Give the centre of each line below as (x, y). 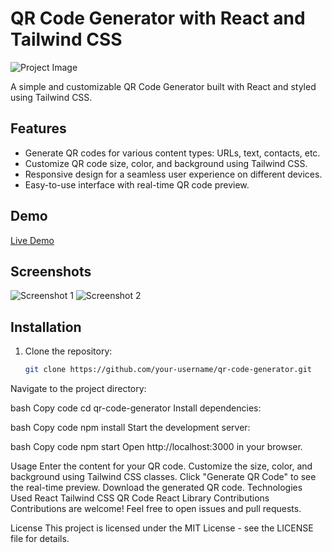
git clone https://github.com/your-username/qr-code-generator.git (168, 370)
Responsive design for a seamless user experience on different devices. (173, 174)
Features (38, 128)
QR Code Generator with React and (158, 18)
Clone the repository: (68, 351)
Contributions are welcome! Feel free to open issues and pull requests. (156, 509)
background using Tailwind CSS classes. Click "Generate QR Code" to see (163, 477)
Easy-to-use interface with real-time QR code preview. (137, 184)
